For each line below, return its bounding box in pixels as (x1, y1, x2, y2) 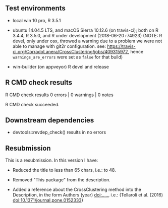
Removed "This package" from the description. (12, 177, 111, 183)
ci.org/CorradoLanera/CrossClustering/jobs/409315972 (12, 48, 128, 54)
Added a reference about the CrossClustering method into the (12, 186, 141, 193)
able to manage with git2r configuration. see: (12, 43, 106, 49)
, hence (128, 48, 144, 54)
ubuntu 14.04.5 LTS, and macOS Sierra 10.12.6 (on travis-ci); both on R (12, 27, 159, 33)
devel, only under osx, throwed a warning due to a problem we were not (12, 38, 162, 44)
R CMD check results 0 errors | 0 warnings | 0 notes (5, 92, 114, 98)
